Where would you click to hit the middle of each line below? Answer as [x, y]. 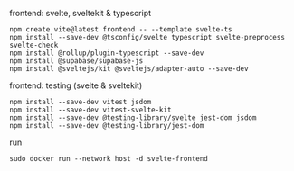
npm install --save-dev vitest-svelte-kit [90, 110]
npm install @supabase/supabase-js [76, 61]
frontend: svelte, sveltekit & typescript [81, 13]
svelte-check [34, 45]
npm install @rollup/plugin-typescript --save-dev [107, 53]
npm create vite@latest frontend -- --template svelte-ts [121, 30]
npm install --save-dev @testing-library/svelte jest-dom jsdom [133, 118]
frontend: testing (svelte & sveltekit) [76, 85]
